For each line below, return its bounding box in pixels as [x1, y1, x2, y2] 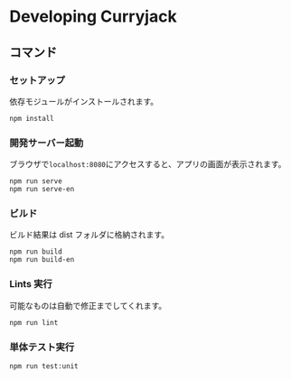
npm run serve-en [9, 185, 75, 194]
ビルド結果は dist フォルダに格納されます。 [9, 229, 170, 240]
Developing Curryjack [9, 6, 178, 27]
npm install [9, 114, 54, 123]
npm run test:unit [9, 362, 79, 371]
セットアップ [9, 74, 66, 87]
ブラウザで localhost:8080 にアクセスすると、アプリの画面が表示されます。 [9, 159, 286, 170]
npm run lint [9, 318, 59, 327]
